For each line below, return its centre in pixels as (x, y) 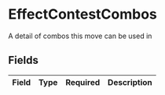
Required (83, 82)
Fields (24, 60)
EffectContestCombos (82, 14)
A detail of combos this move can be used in (80, 36)
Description (130, 82)
